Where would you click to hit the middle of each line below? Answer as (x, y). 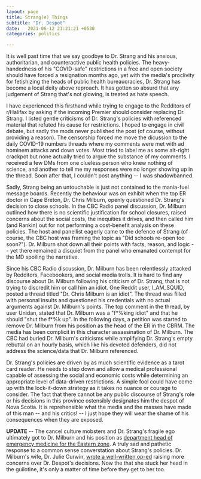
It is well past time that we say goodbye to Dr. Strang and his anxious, (92, 56)
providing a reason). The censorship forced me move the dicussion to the (97, 137)
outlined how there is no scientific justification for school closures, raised (96, 213)
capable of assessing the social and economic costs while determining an (97, 375)
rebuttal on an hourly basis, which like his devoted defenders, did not (91, 345)
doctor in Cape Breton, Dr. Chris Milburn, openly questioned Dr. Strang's (95, 200)
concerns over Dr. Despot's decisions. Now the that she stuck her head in (97, 463)
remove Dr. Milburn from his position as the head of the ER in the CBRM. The (100, 326)
